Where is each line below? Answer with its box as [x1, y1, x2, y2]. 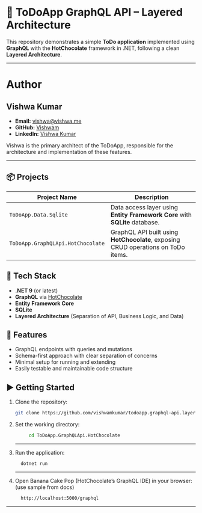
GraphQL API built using [110, 228, 179, 236]
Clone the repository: [14, 398, 68, 405]
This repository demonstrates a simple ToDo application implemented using [6, 38, 195, 45]
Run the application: [14, 449, 65, 456]
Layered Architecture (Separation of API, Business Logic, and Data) [14, 312, 184, 319]
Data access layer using [110, 203, 179, 211]
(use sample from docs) [14, 484, 75, 491]
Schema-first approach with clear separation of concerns [14, 352, 158, 360]
